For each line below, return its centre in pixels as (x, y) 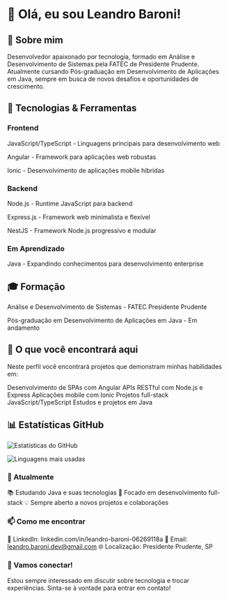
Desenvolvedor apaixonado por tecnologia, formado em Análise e (101, 56)
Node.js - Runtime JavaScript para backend (70, 203)
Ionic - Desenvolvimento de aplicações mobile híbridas (86, 170)
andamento (24, 328)
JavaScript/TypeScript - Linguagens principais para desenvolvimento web (114, 143)
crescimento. (26, 86)
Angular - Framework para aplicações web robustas (82, 157)
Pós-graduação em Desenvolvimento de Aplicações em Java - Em (102, 321)
